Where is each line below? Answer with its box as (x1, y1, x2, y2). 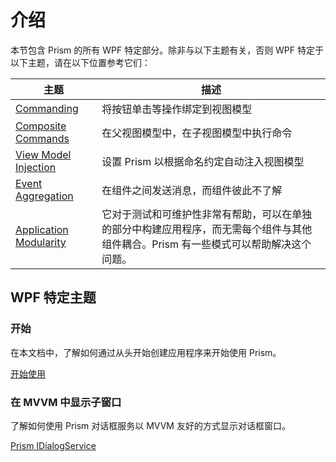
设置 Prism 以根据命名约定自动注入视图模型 (101, 154, 305, 168)
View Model (15, 147, 72, 161)
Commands (15, 131, 70, 145)
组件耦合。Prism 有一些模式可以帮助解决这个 (101, 237, 312, 251)
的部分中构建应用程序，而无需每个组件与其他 (101, 222, 313, 236)
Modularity (15, 235, 67, 249)
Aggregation (15, 189, 74, 203)
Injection (15, 160, 57, 174)
